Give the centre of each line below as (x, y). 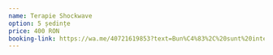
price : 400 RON (34, 31)
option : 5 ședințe (39, 23)
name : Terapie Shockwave (50, 16)
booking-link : (32, 38)
